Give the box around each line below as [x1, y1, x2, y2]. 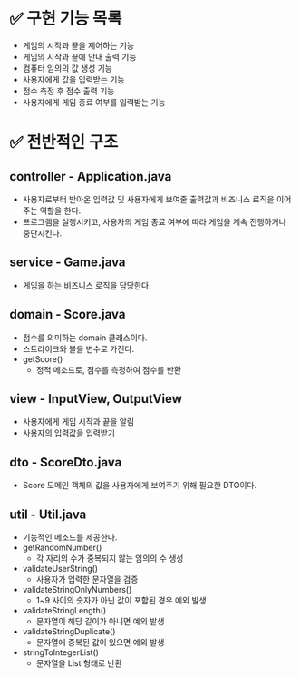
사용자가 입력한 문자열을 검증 [35, 574, 139, 584]
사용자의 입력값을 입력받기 [22, 427, 116, 438]
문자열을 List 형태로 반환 [35, 658, 122, 668]
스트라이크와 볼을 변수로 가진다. [22, 343, 134, 354]
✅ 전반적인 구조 [9, 132, 119, 152]
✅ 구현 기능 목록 [9, 8, 122, 29]
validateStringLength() [22, 605, 107, 615]
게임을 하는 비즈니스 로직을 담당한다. [22, 280, 151, 290]
